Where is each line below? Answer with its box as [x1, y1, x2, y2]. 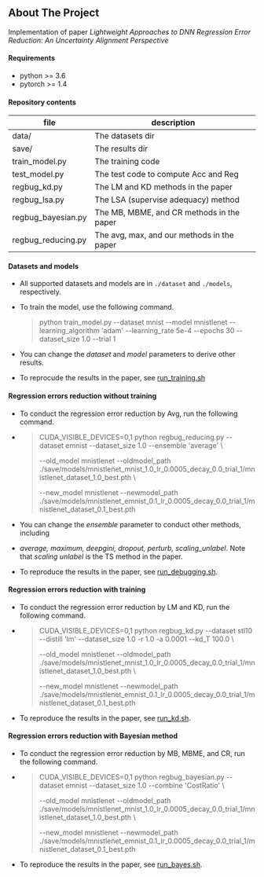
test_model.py [12, 169, 64, 180]
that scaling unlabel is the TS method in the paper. [19, 552, 183, 561]
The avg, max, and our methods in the [94, 229, 234, 240]
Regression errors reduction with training [8, 585, 146, 594]
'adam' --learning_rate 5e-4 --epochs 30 [101, 326, 235, 336]
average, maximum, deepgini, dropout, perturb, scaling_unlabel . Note [19, 543, 246, 552]
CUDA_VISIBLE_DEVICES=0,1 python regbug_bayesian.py [38, 772, 225, 782]
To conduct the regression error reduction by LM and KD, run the [19, 602, 230, 611]
